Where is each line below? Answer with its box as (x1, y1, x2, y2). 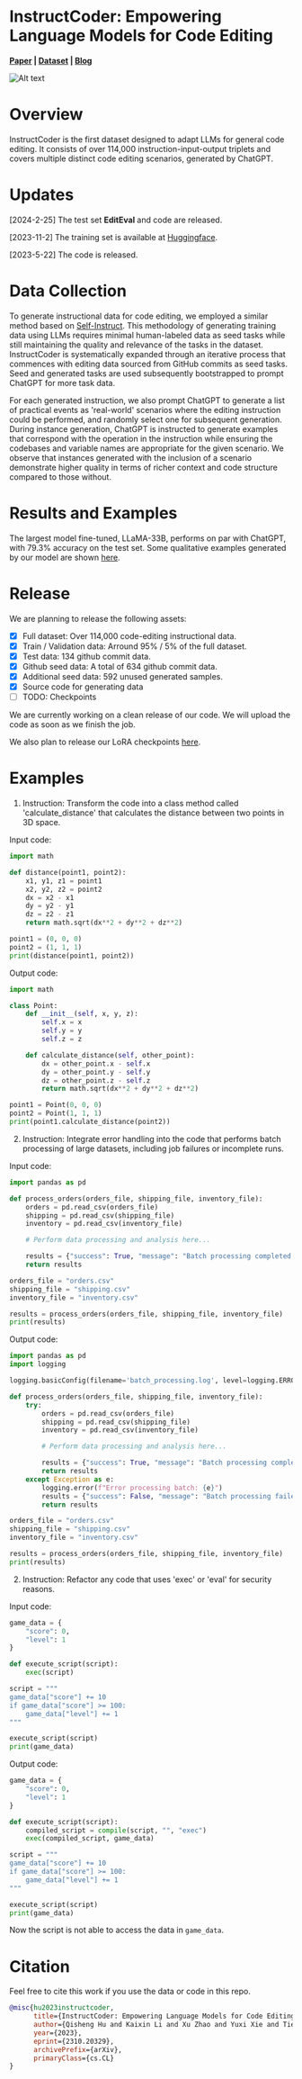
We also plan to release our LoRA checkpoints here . (9, 736, 201, 748)
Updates (9, 184, 75, 205)
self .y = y (41, 1026, 83, 1036)
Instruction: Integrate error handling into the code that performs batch (22, 1133, 281, 1144)
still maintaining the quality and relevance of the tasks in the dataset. (9, 339, 263, 350)
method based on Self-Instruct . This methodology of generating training (9, 319, 277, 330)
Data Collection (9, 281, 128, 301)
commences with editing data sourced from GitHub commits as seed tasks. (9, 358, 288, 369)
